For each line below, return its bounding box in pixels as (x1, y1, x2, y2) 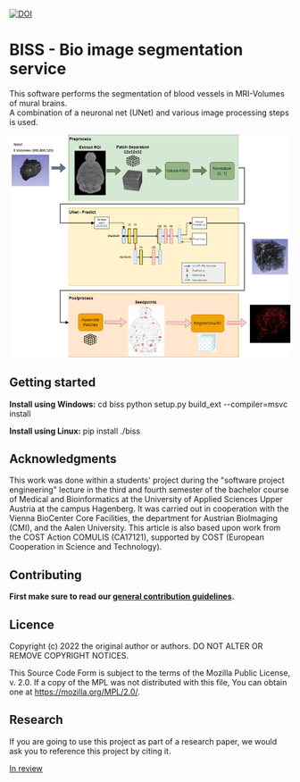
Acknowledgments (9, 451, 118, 467)
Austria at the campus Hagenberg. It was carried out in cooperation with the (9, 503, 289, 514)
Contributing (9, 568, 82, 583)
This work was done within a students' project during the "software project (9, 475, 285, 486)
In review (9, 762, 43, 773)
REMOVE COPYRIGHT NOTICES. (9, 650, 129, 660)
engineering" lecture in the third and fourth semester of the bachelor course (9, 484, 289, 495)
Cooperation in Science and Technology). (9, 542, 162, 552)
